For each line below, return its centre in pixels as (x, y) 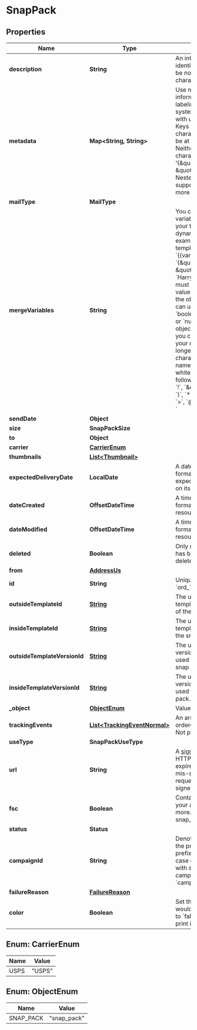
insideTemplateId (34, 628)
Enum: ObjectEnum (42, 992)
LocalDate (104, 477)
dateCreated (27, 505)
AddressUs (105, 570)
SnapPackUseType (116, 742)
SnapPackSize (110, 428)
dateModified (28, 529)
